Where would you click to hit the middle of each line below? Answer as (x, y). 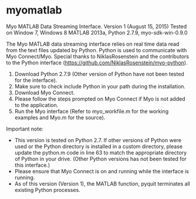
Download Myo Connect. (45, 92)
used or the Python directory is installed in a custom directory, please (99, 146)
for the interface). (36, 80)
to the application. (36, 105)
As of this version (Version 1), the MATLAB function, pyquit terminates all (102, 183)
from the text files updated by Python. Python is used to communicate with (97, 50)
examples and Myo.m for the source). (60, 117)
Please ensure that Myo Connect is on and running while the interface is (102, 171)
